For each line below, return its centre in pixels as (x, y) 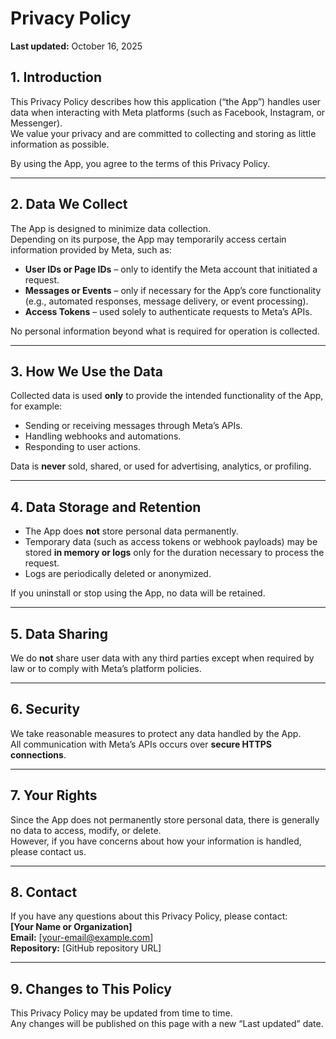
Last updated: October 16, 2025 (76, 46)
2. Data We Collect (69, 204)
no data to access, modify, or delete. (86, 830)
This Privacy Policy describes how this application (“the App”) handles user (166, 101)
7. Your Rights (54, 795)
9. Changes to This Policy (91, 988)
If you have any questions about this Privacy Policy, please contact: (149, 916)
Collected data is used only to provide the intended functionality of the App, (167, 396)
